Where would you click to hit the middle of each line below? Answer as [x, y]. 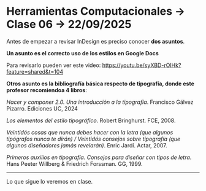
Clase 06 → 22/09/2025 [69, 24]
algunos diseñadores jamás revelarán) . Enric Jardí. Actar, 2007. [87, 145]
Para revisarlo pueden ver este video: [54, 65]
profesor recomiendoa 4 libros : [47, 90]
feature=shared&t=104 [35, 71]
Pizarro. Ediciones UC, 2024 [42, 108]
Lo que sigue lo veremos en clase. [50, 181]
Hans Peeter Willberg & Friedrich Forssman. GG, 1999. [74, 163]
